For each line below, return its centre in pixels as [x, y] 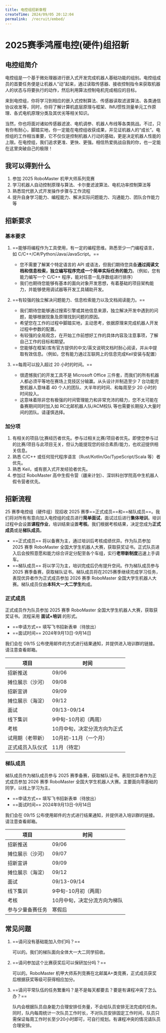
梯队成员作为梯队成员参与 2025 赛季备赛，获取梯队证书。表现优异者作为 [79, 775]
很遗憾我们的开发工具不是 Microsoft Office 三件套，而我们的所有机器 [89, 375]
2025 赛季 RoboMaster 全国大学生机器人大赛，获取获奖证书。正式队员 [84, 547]
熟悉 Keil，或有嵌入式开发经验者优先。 [51, 469]
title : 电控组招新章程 [26, 10]
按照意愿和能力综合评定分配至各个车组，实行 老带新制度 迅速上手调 [92, 553]
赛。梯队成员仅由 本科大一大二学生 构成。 [53, 584]
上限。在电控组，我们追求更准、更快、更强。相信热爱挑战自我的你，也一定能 [83, 143]
